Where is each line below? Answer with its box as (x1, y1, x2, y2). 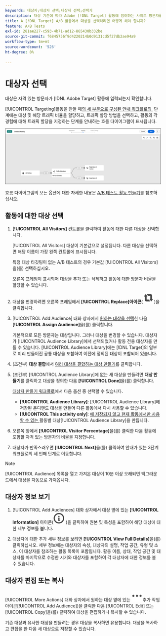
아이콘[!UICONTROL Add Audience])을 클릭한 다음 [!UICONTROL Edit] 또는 (5, 603, 154, 609)
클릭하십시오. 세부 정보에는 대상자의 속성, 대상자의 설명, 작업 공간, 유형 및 (12, 542, 153, 548)
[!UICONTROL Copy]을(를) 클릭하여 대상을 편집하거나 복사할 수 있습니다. (5, 609, 147, 615)
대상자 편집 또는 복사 (5, 576, 64, 585)
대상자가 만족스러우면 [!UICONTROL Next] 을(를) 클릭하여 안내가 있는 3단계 (12, 444, 159, 450)
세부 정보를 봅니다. (17, 525, 53, 531)
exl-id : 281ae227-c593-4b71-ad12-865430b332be (5, 29, 103, 34)
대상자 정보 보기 (5, 493, 50, 501)
